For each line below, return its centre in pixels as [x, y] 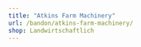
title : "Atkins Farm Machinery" [62, 16]
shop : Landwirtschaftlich [51, 30]
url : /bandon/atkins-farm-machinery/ [71, 23]
